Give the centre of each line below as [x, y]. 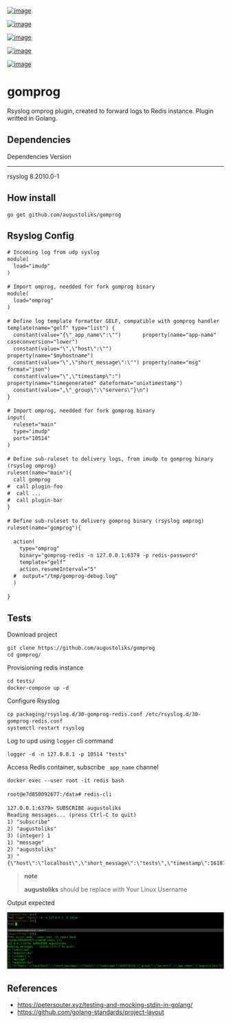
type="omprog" [40, 549]
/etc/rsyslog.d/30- [173, 714]
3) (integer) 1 [29, 836]
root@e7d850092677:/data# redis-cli [59, 795]
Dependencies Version [39, 156]
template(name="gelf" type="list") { [61, 328]
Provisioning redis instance [45, 668]
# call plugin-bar [35, 500]
